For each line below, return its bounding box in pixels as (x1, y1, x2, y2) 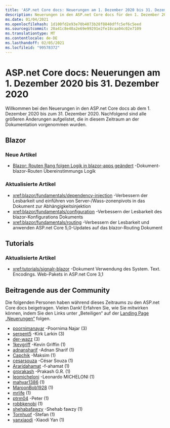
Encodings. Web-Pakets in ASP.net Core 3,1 (12, 271, 104, 278)
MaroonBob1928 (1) (12, 384, 54, 391)
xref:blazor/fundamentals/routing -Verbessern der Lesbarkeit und (12, 219, 149, 225)
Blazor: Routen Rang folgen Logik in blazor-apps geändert (12, 163, 134, 169)
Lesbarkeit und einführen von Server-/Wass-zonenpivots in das (12, 198, 145, 204)
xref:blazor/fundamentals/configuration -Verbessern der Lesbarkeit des (12, 208, 162, 214)
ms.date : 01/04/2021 (5, 17, 49, 22)
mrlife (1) (12, 390, 31, 396)
